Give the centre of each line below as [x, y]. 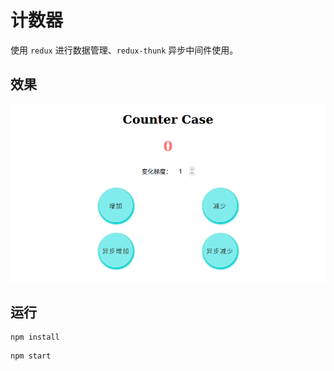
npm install [35, 337]
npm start [31, 356]
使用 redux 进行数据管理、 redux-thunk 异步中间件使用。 [124, 50]
